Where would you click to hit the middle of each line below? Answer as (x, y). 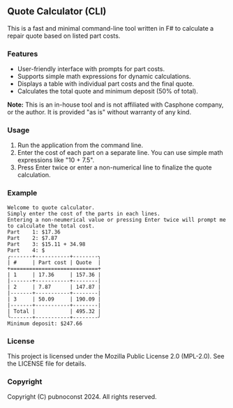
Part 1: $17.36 (34, 232)
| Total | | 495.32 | (54, 311)
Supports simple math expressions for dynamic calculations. (104, 77)
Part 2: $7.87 (32, 238)
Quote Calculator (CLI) (57, 12)
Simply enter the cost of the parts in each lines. (84, 213)
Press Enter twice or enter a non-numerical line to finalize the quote (114, 167)
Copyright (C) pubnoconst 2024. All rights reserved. (82, 397)
